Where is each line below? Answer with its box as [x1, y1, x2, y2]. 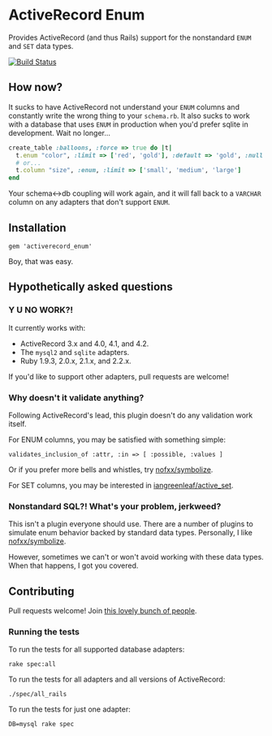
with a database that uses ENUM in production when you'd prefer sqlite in [8, 119, 249, 129]
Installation [8, 221, 67, 235]
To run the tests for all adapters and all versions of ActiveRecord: [8, 674, 226, 684]
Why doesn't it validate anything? [8, 392, 145, 403]
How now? [8, 80, 63, 94]
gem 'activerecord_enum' [8, 242, 93, 250]
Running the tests [8, 626, 80, 637]
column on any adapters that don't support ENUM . [8, 197, 171, 207]
